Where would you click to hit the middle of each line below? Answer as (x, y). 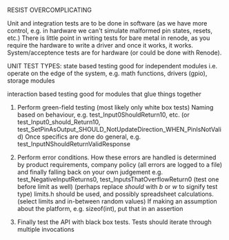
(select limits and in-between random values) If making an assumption (117, 201)
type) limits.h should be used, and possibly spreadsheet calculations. (115, 194)
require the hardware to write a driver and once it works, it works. (100, 45)
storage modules (31, 81)
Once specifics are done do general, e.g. (83, 137)
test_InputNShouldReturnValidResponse (74, 144)
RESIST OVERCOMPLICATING (49, 10)
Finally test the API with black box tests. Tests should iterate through (114, 222)
